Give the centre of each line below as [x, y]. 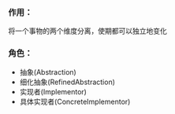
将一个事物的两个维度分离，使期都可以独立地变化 [87, 31]
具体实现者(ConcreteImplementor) [75, 101]
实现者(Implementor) [53, 91]
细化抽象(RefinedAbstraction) [67, 82]
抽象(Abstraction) [48, 72]
